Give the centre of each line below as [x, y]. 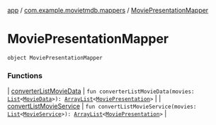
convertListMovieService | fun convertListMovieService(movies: [102, 107]
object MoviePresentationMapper [55, 58]
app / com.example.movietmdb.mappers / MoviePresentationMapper [108, 10]
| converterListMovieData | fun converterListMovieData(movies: [101, 91]
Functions [25, 75]
